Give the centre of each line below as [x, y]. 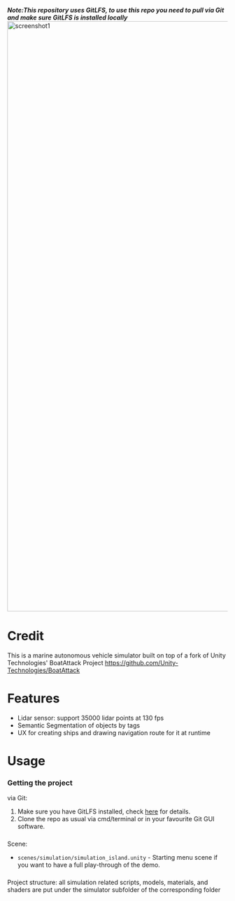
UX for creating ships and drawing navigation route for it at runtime [114, 732]
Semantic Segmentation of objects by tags [79, 725]
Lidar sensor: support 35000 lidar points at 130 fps [91, 718]
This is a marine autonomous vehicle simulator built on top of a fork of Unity [116, 655]
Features [34, 698]
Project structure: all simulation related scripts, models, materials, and [108, 882]
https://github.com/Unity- [141, 662]
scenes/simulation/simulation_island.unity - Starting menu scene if [117, 858]
